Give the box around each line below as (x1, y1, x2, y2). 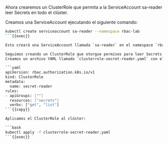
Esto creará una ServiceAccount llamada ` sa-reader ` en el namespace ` (5, 42, 157, 47)
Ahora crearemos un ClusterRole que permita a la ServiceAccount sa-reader (5, 4, 162, 10)
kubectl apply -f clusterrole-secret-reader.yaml (5, 129, 111, 134)
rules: (5, 88, 19, 93)
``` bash (5, 125, 21, 130)
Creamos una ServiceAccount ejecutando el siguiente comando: (5, 19, 138, 25)
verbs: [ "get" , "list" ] (9, 102, 59, 107)
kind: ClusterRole (5, 74, 43, 79)
